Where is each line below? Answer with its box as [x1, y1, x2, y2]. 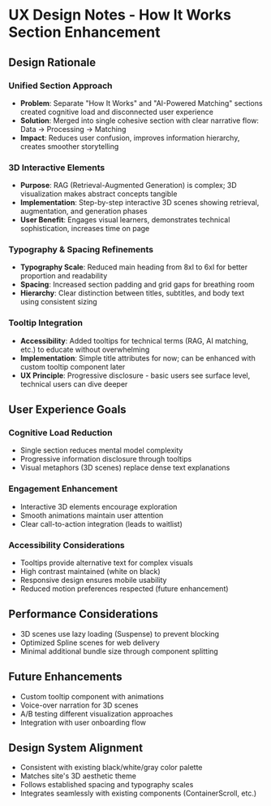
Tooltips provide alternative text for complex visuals [19, 558, 193, 567]
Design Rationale [8, 55, 97, 69]
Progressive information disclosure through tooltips [19, 454, 192, 464]
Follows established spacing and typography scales [19, 780, 194, 790]
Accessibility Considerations [8, 539, 125, 550]
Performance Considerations [8, 607, 158, 621]
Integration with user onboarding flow [19, 717, 147, 727]
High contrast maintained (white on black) [19, 567, 161, 576]
